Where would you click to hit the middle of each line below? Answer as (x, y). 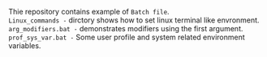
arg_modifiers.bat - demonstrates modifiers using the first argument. (126, 28)
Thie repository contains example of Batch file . (89, 12)
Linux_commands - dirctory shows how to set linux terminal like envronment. (134, 20)
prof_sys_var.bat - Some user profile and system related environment (127, 37)
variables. (25, 46)
